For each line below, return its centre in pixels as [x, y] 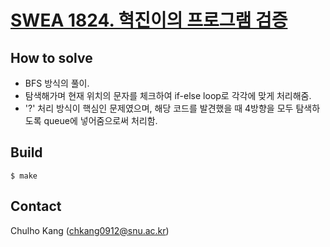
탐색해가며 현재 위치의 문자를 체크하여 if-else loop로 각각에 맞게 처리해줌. [168, 95]
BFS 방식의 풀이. [57, 83]
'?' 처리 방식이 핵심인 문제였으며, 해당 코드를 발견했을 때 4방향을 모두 [159, 108]
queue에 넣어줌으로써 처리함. [100, 120]
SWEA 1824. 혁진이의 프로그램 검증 [149, 20]
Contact [36, 206]
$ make [24, 176]
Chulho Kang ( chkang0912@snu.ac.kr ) [90, 230]
